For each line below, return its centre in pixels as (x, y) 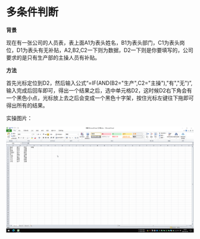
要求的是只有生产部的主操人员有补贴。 (53, 57)
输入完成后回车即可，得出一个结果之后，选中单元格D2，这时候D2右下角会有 (99, 90)
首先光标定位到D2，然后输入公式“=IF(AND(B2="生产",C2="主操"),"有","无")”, (99, 83)
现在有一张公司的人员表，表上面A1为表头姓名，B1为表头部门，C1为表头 (93, 42)
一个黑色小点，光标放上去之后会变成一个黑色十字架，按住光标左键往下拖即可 (100, 98)
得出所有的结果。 (27, 105)
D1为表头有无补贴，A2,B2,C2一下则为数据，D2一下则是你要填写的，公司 (105, 50)
